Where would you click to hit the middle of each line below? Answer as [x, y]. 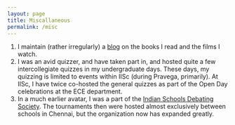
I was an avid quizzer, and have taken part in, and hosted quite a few [116, 62]
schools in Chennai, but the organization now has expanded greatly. [115, 114]
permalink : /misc [33, 27]
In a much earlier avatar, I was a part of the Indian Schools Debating [115, 99]
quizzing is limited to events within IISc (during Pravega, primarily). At [118, 77]
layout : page [26, 14]
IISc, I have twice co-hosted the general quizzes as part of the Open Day [122, 84]
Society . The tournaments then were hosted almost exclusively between [122, 107]
